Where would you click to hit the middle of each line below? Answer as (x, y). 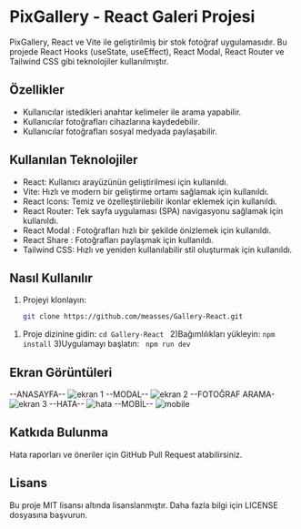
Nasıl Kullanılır (51, 278)
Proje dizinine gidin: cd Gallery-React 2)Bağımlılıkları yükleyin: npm (149, 334)
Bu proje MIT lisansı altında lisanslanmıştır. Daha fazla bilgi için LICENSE (144, 505)
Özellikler (37, 90)
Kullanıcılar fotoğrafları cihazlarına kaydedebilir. (111, 121)
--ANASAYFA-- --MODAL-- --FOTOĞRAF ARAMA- (142, 394)
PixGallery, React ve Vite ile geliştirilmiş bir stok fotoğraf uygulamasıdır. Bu (149, 42)
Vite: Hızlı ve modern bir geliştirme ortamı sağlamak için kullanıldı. (145, 191)
